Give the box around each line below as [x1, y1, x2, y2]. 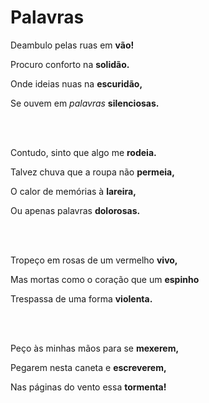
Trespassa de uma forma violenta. [10, 292, 153, 305]
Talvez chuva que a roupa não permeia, [10, 166, 175, 178]
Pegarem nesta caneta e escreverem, [10, 361, 167, 373]
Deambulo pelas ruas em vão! [10, 39, 135, 51]
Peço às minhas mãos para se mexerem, [10, 342, 180, 354]
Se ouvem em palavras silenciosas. [10, 97, 160, 109]
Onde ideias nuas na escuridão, [10, 77, 143, 90]
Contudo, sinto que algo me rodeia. [10, 146, 157, 158]
